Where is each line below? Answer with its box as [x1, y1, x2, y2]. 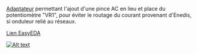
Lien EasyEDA [6, 29, 41, 37]
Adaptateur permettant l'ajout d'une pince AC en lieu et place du [6, 5, 166, 12]
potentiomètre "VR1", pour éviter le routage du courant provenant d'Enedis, [6, 11, 192, 19]
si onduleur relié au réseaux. [6, 18, 77, 25]
